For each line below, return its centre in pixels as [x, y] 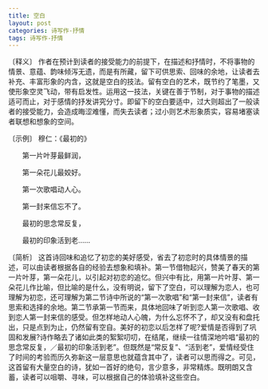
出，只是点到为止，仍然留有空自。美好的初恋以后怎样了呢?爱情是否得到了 [129, 327]
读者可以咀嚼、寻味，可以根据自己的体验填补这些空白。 [113, 377]
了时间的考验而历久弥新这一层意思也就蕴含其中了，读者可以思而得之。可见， [134, 357]
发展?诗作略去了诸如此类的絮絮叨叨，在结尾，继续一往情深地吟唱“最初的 [141, 337]
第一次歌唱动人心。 [53, 189]
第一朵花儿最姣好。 [53, 173]
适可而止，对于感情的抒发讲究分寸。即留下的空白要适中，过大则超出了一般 [130, 101]
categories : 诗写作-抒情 [47, 30]
